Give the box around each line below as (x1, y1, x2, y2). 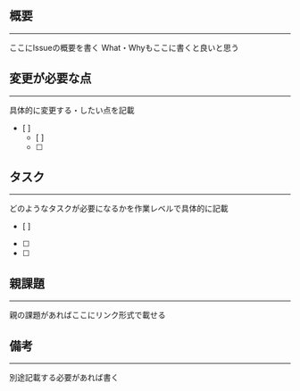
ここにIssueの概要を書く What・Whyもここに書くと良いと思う (9, 42, 239, 53)
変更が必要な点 (9, 71, 92, 87)
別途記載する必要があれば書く (9, 372, 119, 383)
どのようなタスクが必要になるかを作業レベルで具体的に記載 (9, 204, 229, 214)
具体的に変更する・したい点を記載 (9, 104, 135, 115)
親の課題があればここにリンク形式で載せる (9, 310, 166, 320)
